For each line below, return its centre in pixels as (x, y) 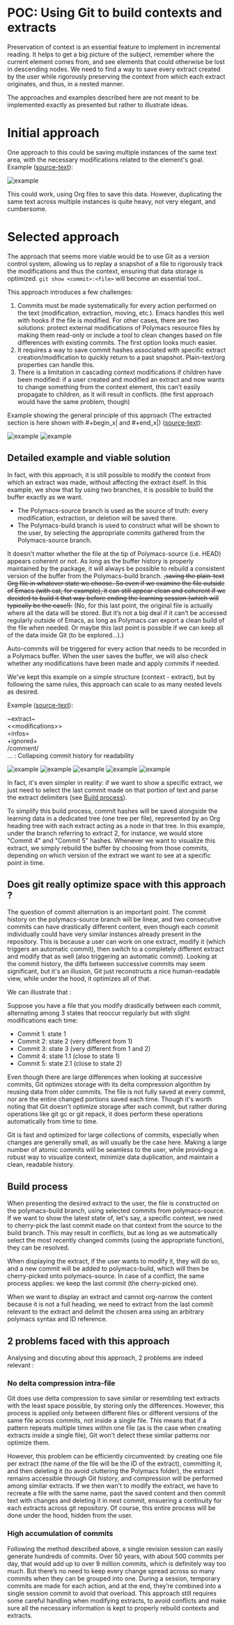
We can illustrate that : (39, 992)
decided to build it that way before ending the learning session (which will (113, 598)
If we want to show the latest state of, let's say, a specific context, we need (115, 1218)
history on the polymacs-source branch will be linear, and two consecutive (114, 919)
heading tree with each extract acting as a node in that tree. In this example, (116, 825)
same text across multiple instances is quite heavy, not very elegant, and (111, 201)
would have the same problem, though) (73, 401)
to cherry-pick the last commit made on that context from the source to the (115, 1226)
